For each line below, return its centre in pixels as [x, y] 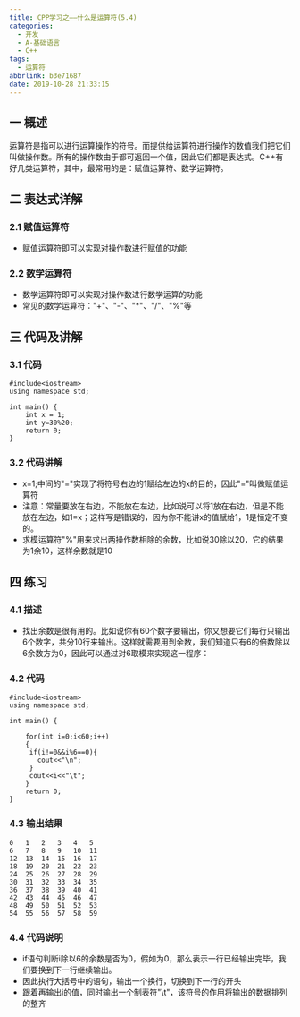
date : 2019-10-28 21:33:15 [59, 84]
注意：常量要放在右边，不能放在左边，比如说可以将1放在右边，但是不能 [153, 506]
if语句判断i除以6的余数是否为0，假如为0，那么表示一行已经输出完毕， [150, 958]
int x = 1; [46, 415]
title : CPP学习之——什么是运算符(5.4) [73, 17]
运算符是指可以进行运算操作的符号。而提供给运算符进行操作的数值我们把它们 [150, 146]
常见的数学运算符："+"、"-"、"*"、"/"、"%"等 [107, 306]
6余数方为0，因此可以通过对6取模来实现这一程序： [116, 654]
